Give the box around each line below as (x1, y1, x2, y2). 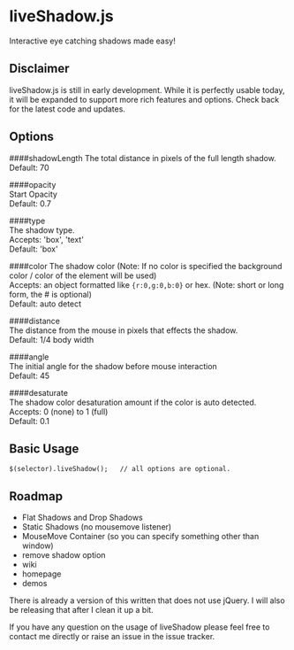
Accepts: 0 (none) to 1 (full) (9, 406, 109, 417)
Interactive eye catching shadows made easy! (9, 35, 177, 46)
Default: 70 (9, 162, 50, 173)
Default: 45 (9, 370, 50, 381)
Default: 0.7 (9, 197, 51, 209)
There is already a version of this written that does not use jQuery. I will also (9, 595, 285, 606)
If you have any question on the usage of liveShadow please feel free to (9, 622, 270, 632)
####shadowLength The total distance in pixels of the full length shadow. (9, 152, 276, 163)
